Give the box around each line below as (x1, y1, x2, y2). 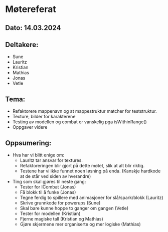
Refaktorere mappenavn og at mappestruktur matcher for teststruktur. (12, 108, 157, 114)
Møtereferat (5, 4, 57, 15)
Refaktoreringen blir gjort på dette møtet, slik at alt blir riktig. (20, 163, 145, 169)
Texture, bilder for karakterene (12, 114, 76, 120)
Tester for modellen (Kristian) (20, 210, 81, 216)
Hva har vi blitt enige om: (12, 152, 65, 158)
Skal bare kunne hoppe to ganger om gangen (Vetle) (20, 205, 129, 211)
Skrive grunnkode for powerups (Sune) (20, 200, 101, 206)
